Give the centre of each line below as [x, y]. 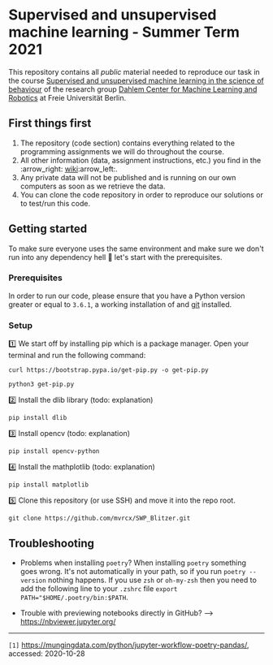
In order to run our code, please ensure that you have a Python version [127, 296]
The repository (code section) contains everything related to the [128, 143]
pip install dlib [38, 418]
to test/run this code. [55, 203]
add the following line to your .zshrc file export [99, 588]
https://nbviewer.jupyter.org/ [68, 621]
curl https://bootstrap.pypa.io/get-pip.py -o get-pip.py [108, 370]
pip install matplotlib [49, 485]
